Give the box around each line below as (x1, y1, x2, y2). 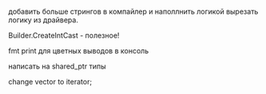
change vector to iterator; (8, 77, 93, 86)
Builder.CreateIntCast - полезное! (8, 31, 120, 40)
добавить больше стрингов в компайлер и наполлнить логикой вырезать (8, 7, 259, 16)
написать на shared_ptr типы (8, 61, 106, 71)
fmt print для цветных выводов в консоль (8, 46, 149, 55)
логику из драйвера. (8, 15, 78, 25)
